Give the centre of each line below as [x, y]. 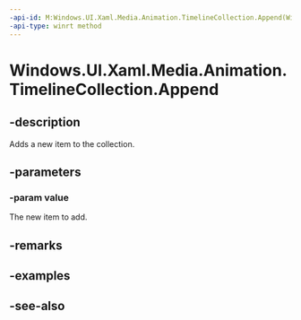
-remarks [36, 245]
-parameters [45, 172]
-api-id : [26, 17]
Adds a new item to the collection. [72, 143]
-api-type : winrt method [56, 26]
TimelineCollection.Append [114, 89]
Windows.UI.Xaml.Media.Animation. [149, 70]
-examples [40, 276]
